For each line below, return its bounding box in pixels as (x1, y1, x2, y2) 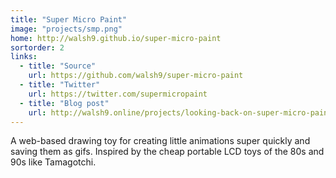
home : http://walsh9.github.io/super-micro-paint (10, 33, 222, 43)
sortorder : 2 (10, 42, 65, 53)
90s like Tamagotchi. (10, 156, 97, 168)
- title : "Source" (19, 61, 97, 71)
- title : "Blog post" (19, 98, 110, 108)
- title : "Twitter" (19, 80, 101, 90)
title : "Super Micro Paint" (10, 14, 128, 25)
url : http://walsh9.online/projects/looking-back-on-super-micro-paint (28, 107, 333, 118)
